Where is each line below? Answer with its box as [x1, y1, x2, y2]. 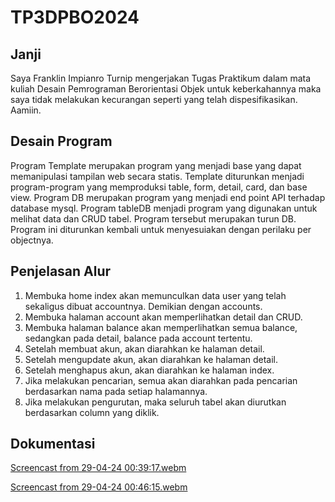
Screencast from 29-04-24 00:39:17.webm [10, 462, 187, 474]
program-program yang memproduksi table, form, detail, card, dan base [10, 181, 308, 193]
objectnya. [10, 234, 54, 246]
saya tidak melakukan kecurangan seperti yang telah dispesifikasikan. [10, 94, 298, 105]
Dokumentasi [10, 436, 96, 453]
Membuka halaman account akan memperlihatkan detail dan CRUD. [24, 311, 303, 323]
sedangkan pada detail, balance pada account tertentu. [24, 332, 253, 344]
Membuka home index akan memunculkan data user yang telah [24, 289, 287, 301]
